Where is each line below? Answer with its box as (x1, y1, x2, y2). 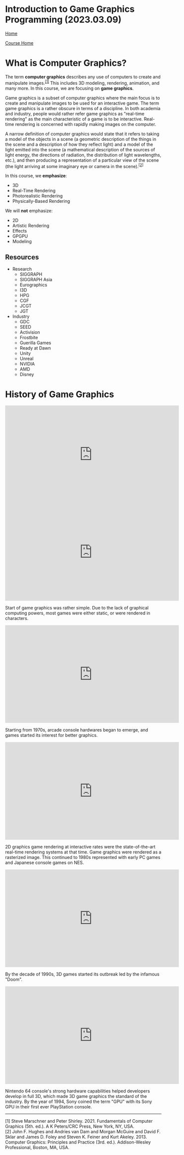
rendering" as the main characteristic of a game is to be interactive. (5, 116, 143, 122)
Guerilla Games (19, 340, 51, 346)
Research (12, 266, 32, 272)
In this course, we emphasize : (5, 173, 67, 179)
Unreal (19, 356, 34, 362)
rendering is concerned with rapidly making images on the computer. (15, 121, 156, 127)
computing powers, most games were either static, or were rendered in (5, 610, 150, 616)
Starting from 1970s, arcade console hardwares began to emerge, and (5, 727, 148, 732)
